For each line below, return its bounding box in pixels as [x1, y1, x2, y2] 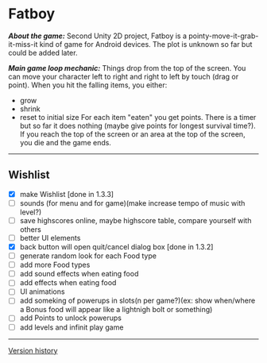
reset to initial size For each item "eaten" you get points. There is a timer [19, 112, 257, 122]
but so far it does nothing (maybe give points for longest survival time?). [19, 121, 256, 130]
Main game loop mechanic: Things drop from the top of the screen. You [8, 63, 246, 72]
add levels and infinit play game [19, 322, 124, 332]
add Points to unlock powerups [19, 313, 122, 322]
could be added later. [8, 48, 78, 57]
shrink [19, 104, 41, 114]
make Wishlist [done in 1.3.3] [19, 189, 114, 199]
